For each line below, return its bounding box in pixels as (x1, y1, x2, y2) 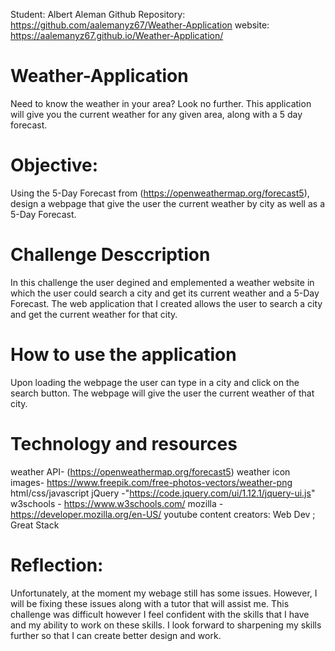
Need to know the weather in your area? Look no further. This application (10, 97, 312, 109)
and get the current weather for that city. (10, 308, 178, 320)
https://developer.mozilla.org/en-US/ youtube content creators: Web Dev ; (10, 508, 316, 520)
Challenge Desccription (10, 244, 211, 266)
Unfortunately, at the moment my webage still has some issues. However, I (10, 587, 318, 599)
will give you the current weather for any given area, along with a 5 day (10, 108, 303, 120)
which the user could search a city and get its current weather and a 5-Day (10, 287, 320, 299)
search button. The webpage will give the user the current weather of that (10, 387, 315, 399)
